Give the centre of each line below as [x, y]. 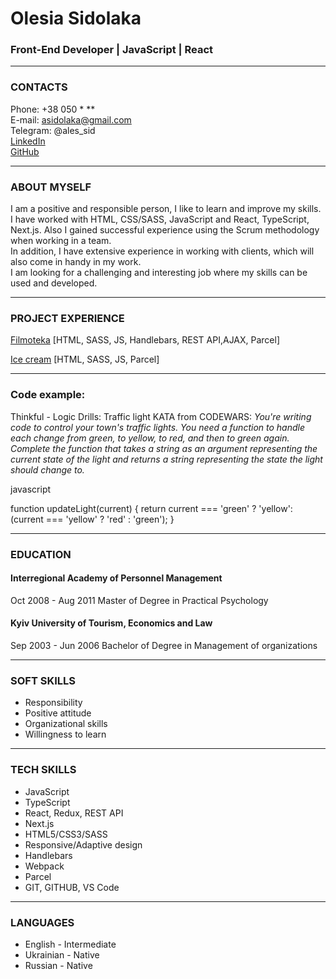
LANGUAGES [42, 922]
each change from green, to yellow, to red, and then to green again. [150, 438]
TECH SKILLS [43, 770]
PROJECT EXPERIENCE [67, 318]
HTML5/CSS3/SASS [66, 834]
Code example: [48, 395]
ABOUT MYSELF [51, 187]
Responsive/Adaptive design [83, 844]
